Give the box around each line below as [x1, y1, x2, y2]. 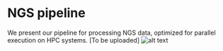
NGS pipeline [7, 5, 86, 21]
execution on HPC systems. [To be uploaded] [7, 35, 140, 44]
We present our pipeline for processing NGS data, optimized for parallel [7, 28, 216, 37]
